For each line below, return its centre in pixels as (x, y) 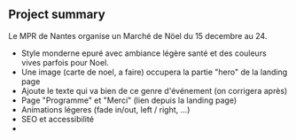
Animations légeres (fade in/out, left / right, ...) (105, 109)
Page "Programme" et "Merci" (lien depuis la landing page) (129, 100)
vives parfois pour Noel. (65, 62)
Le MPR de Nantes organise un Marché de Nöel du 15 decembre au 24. (138, 35)
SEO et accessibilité (58, 119)
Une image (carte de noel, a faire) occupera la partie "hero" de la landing (154, 72)
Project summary (57, 15)
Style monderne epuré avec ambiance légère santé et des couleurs (144, 53)
